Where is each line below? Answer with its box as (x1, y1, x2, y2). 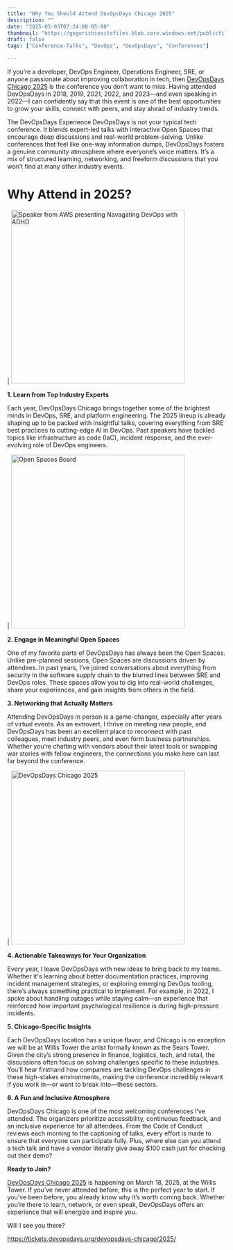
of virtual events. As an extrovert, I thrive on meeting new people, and (7, 719, 207, 728)
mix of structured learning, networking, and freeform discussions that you (7, 155, 218, 163)
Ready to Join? (7, 1165, 51, 1173)
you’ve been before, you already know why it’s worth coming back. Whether (7, 1192, 225, 1201)
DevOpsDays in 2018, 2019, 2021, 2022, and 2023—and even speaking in (7, 90, 217, 98)
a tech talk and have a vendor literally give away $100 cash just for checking (7, 1144, 225, 1152)
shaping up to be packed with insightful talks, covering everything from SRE (7, 418, 224, 427)
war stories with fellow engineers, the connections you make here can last (7, 749, 220, 758)
